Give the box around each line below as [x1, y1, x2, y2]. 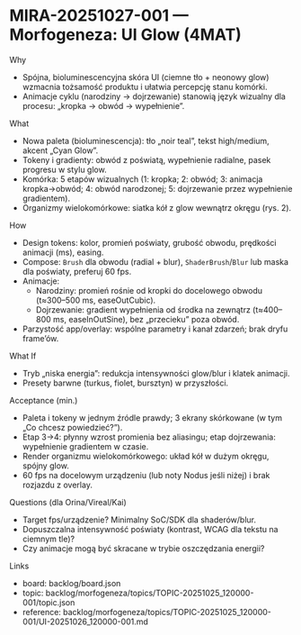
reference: [22, 606, 61, 617]
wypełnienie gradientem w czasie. [22, 440, 149, 451]
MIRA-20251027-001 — [9, 5, 189, 26]
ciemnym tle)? [22, 533, 75, 544]
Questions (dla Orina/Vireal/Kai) [9, 496, 128, 507]
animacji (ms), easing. [22, 247, 104, 258]
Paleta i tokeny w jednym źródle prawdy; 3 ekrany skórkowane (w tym [22, 412, 283, 423]
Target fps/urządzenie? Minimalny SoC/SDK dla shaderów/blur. [22, 514, 257, 525]
